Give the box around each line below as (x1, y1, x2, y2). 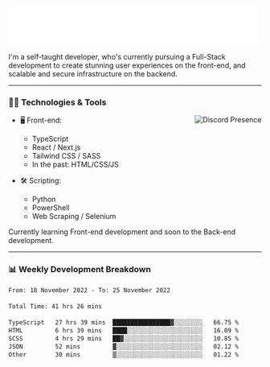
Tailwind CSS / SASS (31, 151, 101, 161)
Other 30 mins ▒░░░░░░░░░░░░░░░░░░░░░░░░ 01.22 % (8, 350, 239, 359)
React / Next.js (31, 142, 81, 152)
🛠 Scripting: (19, 175, 62, 186)
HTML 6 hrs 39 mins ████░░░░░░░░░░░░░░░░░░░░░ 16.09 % (8, 326, 239, 335)
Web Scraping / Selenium (31, 212, 117, 221)
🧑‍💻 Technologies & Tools (8, 97, 107, 108)
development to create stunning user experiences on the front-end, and (8, 60, 247, 70)
